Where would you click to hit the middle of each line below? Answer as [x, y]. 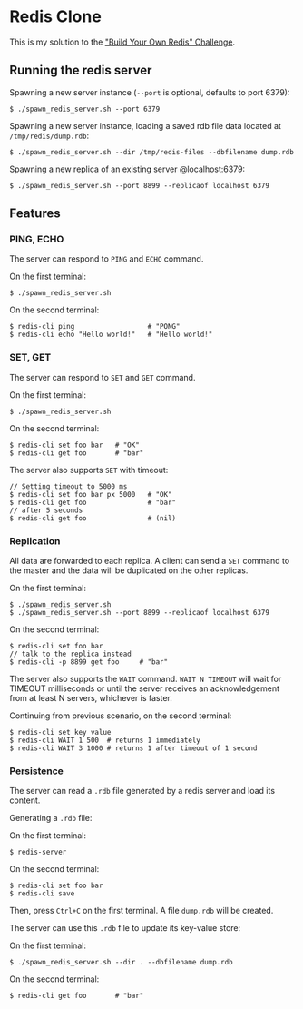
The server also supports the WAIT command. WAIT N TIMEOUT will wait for [146, 679]
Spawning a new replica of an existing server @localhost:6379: [127, 169]
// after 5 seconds [46, 510]
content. [25, 800]
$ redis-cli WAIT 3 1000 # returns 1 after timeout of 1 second [133, 748]
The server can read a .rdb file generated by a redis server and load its [142, 791]
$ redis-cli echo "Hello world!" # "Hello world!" [111, 335]
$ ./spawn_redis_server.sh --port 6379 [85, 109]
